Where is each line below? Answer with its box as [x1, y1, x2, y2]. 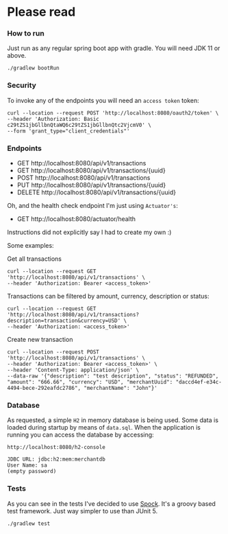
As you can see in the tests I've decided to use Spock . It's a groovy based [7, 499, 216, 508]
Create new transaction [7, 336, 73, 344]
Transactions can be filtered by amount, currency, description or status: [7, 292, 210, 301]
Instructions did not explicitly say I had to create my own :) [7, 228, 172, 237]
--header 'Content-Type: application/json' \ [7, 367, 139, 374]
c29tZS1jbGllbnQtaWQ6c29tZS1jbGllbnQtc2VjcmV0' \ [7, 121, 152, 128]
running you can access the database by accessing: [7, 430, 154, 439]
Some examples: [7, 242, 54, 250]
